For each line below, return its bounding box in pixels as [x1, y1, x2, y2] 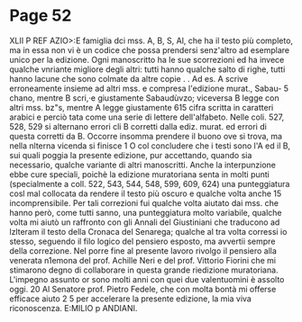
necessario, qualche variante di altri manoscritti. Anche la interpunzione [9, 159, 277, 170]
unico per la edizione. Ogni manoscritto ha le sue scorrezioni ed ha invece [9, 54, 285, 65]
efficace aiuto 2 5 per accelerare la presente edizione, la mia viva [9, 293, 252, 304]
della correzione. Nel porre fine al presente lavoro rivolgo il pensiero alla [9, 245, 278, 256]
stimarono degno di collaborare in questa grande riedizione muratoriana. [9, 264, 279, 275]
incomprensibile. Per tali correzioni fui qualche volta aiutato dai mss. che [9, 197, 279, 208]
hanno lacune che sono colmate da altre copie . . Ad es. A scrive [9, 73, 249, 84]
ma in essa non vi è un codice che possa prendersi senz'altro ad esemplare [9, 44, 290, 55]
